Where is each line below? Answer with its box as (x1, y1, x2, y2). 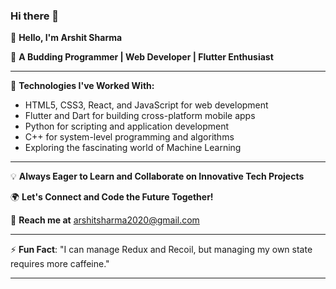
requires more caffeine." (10, 258, 110, 270)
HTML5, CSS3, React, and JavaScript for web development (24, 99, 269, 111)
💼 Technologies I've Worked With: (10, 80, 155, 92)
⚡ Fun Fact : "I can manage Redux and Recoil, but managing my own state (10, 244, 313, 256)
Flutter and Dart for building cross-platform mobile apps (24, 110, 256, 122)
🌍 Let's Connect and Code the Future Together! (10, 191, 214, 203)
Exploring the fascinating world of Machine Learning (24, 142, 242, 154)
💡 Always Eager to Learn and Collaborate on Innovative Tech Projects (10, 170, 305, 183)
